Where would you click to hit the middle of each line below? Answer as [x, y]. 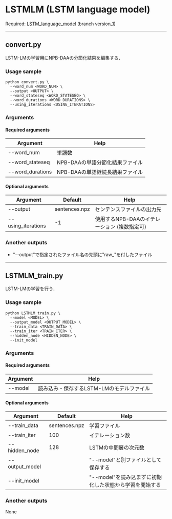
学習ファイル [105, 426]
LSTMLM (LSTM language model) [78, 10]
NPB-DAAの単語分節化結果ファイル [100, 163]
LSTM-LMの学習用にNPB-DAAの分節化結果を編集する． [64, 58]
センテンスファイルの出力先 [128, 209]
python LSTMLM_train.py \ [33, 313]
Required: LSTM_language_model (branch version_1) [61, 24]
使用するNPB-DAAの [120, 219]
